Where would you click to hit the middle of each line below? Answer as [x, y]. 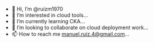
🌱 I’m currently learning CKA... [48, 21]
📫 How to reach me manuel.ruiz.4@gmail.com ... [71, 34]
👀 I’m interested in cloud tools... [50, 15]
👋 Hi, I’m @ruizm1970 [37, 9]
